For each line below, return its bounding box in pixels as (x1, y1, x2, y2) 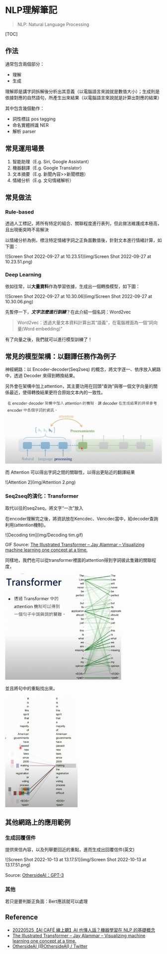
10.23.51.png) (5, 259, 33, 265)
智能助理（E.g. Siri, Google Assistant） (12, 158, 92, 165)
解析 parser (12, 128, 36, 134)
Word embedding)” (23, 325, 63, 332)
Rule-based (5, 208, 34, 215)
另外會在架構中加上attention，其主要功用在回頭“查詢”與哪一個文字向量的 (5, 383, 154, 389)
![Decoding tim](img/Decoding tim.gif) (5, 532, 83, 538)
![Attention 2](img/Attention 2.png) (5, 479, 76, 485)
